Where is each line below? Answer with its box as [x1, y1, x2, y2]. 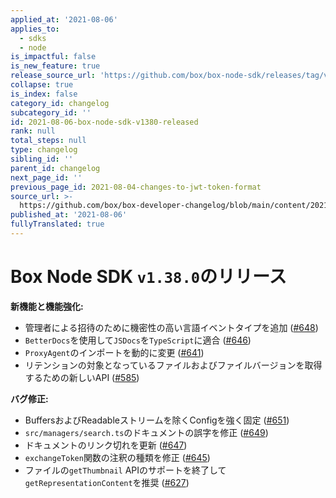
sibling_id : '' [10, 154, 74, 164]
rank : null [10, 126, 56, 136]
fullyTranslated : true [10, 219, 105, 230]
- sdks [19, 33, 47, 43]
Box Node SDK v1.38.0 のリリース [10, 266, 287, 288]
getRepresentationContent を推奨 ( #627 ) [24, 476, 190, 488]
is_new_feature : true [10, 61, 101, 71]
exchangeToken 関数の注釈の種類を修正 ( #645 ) [24, 451, 211, 463]
